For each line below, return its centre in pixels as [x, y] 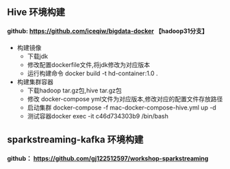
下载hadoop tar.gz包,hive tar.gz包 [74, 90]
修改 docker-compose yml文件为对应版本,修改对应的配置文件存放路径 [125, 99]
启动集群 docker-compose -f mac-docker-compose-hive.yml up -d [122, 107]
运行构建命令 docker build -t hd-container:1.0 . [93, 73]
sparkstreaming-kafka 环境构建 [75, 139]
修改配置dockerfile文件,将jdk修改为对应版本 [89, 64]
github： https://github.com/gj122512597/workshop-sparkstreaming [108, 158]
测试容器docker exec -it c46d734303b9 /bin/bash [98, 116]
